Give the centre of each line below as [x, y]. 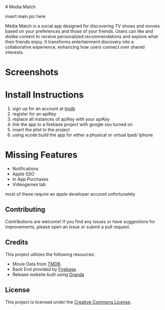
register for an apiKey [34, 114]
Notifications [25, 169]
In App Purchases [30, 179]
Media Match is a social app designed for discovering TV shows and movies [82, 26]
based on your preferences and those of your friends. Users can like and [79, 31]
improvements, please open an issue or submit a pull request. [68, 227]
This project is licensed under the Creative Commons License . [68, 302]
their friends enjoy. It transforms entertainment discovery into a [69, 42]
